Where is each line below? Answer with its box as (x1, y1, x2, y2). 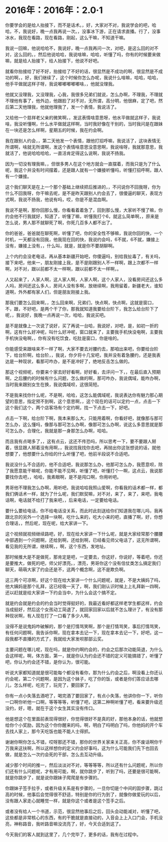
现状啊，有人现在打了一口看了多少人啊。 (9, 612, 93, 618)
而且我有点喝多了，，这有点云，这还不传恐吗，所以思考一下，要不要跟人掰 (5, 438, 156, 444)
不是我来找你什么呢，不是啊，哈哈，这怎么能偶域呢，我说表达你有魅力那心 (5, 392, 158, 398)
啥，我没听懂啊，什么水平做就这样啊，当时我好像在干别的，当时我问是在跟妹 (5, 120, 163, 126)
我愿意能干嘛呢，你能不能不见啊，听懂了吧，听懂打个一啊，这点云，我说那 (9, 467, 163, 473)
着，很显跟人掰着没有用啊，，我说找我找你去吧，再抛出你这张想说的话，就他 (5, 444, 161, 450)
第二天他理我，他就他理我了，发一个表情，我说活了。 (9, 103, 119, 110)
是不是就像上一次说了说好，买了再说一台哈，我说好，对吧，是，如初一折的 (5, 322, 158, 328)
